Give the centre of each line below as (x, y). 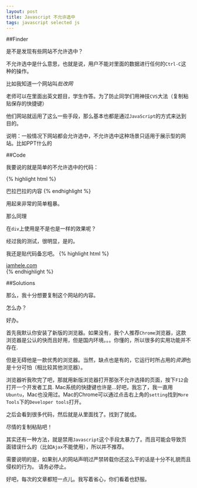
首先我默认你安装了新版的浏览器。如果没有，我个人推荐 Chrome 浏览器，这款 (96, 333)
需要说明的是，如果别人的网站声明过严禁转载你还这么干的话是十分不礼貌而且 (98, 459)
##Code (16, 155)
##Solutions (21, 283)
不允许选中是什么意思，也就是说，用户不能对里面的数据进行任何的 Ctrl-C (94, 64)
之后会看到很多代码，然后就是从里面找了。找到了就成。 (73, 414)
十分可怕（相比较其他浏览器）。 (48, 367)
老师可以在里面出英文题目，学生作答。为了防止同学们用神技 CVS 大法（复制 (95, 96)
